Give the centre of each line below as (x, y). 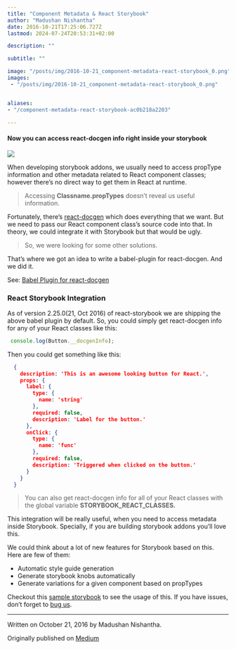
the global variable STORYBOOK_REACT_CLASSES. (100, 505)
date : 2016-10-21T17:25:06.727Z (54, 27)
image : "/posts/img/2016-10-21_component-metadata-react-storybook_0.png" (119, 72)
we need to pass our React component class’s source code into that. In (110, 224)
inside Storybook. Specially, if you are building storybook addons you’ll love (117, 526)
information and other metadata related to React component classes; (107, 174)
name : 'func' (58, 446)
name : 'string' (60, 400)
